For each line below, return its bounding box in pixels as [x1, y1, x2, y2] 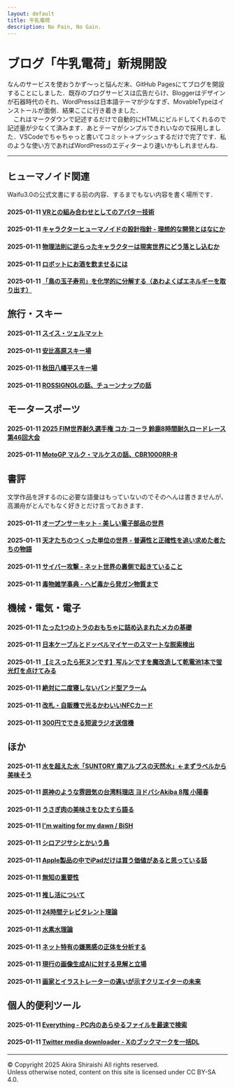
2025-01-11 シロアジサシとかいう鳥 [7, 838, 110, 847]
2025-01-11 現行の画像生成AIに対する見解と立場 [7, 960, 147, 969]
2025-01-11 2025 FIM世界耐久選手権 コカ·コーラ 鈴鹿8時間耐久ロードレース [7, 424, 226, 433]
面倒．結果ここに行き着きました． [43, 106, 142, 115]
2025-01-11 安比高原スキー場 [7, 346, 92, 354]
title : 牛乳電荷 [7, 17, 50, 24]
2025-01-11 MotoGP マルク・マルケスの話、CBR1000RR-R [7, 450, 178, 459]
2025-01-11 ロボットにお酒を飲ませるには [7, 260, 128, 268]
